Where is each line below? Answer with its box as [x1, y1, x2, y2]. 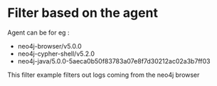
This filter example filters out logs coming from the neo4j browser [7, 70, 200, 79]
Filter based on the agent [7, 5, 159, 21]
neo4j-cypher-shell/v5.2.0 [17, 49, 95, 58]
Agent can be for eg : [7, 28, 70, 37]
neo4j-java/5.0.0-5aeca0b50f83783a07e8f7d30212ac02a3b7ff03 [17, 56, 211, 65]
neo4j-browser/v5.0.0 [17, 42, 82, 50]
